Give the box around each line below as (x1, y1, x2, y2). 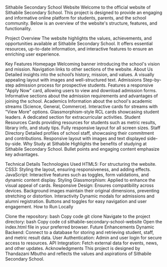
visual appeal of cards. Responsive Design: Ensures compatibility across (5, 182, 154, 188)
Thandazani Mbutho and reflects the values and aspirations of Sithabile (5, 250, 152, 256)
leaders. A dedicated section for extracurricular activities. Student (5, 114, 141, 120)
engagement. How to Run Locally (5, 204, 74, 209)
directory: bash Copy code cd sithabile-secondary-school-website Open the (5, 219, 163, 224)
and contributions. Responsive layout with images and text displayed (5, 135, 146, 141)
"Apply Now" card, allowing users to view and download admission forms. (5, 88, 157, 93)
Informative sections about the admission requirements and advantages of (5, 93, 158, 99)
